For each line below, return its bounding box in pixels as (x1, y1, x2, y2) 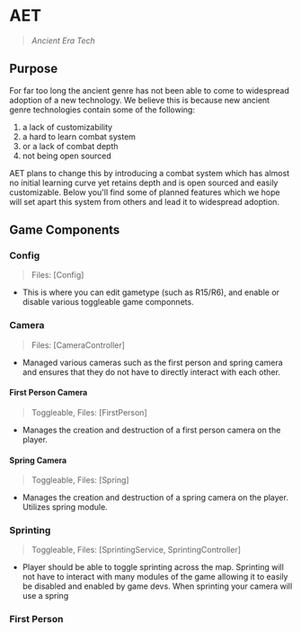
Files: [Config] (31, 270, 84, 280)
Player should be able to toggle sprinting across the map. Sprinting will (22, 562, 285, 573)
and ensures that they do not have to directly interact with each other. (22, 366, 281, 378)
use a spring (22, 591, 69, 601)
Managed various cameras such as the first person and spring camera (22, 357, 283, 368)
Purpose (9, 61, 58, 76)
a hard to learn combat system (22, 131, 137, 142)
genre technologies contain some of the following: (9, 104, 196, 115)
